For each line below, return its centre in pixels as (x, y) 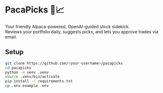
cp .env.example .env (27, 86)
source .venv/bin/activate (32, 77)
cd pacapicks (18, 68)
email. (11, 37)
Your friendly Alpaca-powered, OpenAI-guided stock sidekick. (67, 26)
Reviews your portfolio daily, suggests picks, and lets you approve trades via (82, 31)
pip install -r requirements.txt (39, 81)
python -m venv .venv (27, 72)
